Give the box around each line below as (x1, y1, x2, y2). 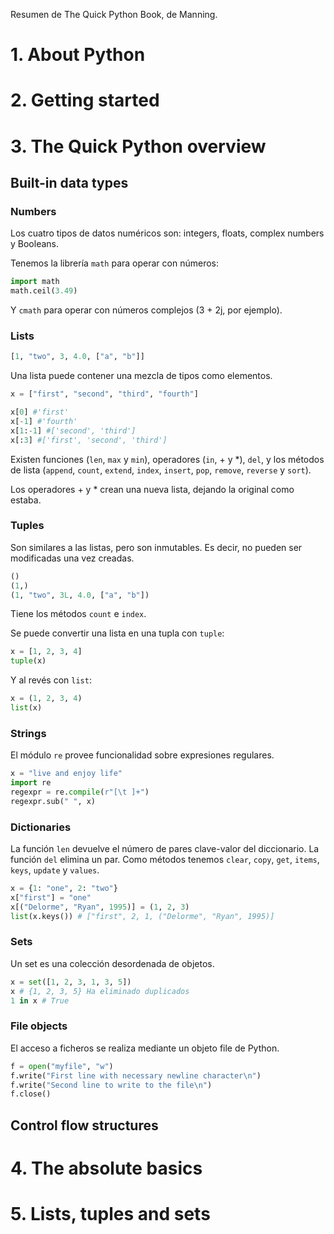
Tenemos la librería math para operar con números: (10, 257, 219, 269)
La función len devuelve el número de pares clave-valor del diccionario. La (10, 843, 320, 855)
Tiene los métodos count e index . (10, 608, 147, 620)
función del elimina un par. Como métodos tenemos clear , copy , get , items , (10, 854, 320, 866)
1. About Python (10, 44, 146, 66)
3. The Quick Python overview (10, 135, 267, 158)
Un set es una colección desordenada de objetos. (10, 957, 215, 969)
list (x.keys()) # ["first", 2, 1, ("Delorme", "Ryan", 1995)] (10, 911, 275, 921)
